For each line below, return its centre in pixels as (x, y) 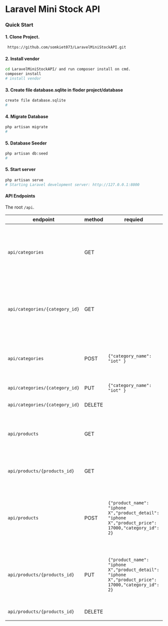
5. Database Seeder (26, 143)
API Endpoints (20, 196)
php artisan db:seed (27, 153)
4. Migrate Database (27, 116)
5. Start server (20, 169)
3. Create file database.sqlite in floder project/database (64, 90)
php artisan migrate (27, 127)
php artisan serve (24, 180)
